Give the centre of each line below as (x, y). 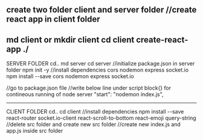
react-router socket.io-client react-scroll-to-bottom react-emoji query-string (101, 118)
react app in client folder (53, 20)
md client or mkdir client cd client (70, 39)
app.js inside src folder (35, 131)
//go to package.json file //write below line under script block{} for (89, 88)
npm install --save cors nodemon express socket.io (70, 76)
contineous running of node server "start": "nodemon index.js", (85, 94)
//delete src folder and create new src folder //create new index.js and (94, 124)
